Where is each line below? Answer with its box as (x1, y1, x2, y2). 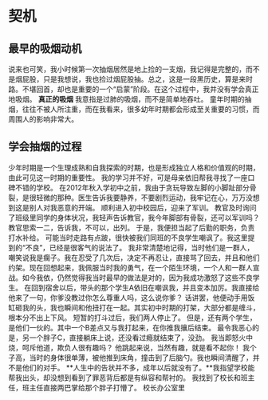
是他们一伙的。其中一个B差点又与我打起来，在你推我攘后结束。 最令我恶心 (8, 322, 253, 332)
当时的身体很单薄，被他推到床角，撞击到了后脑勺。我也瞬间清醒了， (29, 353, 253, 362)
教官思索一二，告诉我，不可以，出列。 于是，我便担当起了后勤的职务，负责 (8, 222, 255, 232)
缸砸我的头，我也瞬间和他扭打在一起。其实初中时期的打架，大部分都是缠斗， (8, 302, 260, 312)
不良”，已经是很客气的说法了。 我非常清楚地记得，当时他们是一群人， (25, 242, 254, 252)
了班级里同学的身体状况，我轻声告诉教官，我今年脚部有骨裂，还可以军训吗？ (8, 213, 260, 222)
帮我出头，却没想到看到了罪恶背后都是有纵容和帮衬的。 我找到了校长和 (8, 373, 241, 382)
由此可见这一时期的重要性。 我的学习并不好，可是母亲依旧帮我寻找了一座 (8, 173, 248, 182)
